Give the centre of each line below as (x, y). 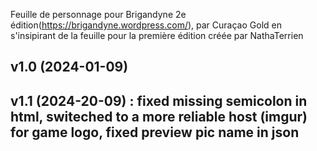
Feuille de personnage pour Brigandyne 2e (98, 14)
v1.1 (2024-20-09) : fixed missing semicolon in (159, 100)
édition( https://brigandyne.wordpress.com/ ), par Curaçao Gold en (146, 25)
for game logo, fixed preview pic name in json (155, 132)
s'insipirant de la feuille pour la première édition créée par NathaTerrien (157, 35)
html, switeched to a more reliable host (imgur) (159, 116)
